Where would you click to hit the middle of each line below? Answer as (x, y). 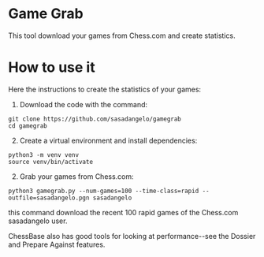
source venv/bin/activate (50, 162)
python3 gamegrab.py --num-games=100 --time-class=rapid (104, 191)
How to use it (52, 67)
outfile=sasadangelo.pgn (49, 198)
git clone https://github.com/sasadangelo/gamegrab (95, 119)
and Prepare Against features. (57, 244)
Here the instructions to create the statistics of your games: (105, 89)
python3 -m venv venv (44, 155)
